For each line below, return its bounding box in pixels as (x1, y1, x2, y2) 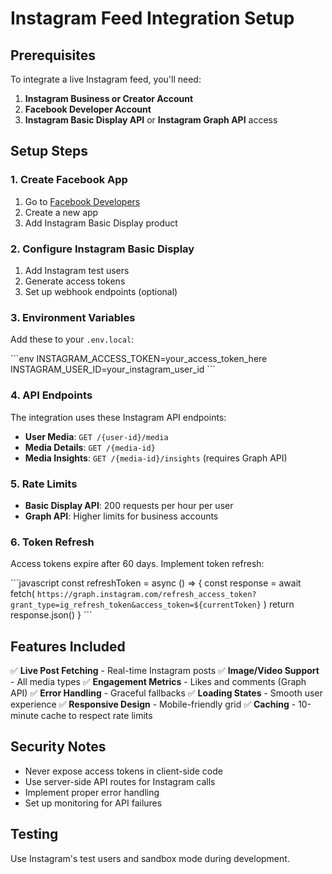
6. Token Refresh (10, 535, 95, 549)
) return (263, 598, 295, 611)
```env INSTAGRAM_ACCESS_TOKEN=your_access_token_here (10, 353, 268, 365)
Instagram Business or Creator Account (24, 93, 194, 104)
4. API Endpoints (10, 388, 93, 402)
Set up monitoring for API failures (24, 797, 163, 809)
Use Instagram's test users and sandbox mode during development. (10, 852, 290, 864)
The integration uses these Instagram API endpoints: (10, 411, 227, 423)
